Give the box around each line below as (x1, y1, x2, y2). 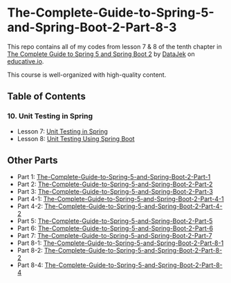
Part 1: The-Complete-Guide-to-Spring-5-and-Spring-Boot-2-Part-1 (17, 173, 211, 181)
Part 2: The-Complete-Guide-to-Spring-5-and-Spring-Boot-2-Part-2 (17, 180, 213, 188)
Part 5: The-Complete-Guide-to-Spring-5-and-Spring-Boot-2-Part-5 (17, 217, 213, 226)
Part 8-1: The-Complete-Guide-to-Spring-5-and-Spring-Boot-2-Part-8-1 (17, 239, 224, 247)
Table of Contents (7, 91, 86, 102)
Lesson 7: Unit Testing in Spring (17, 127, 109, 136)
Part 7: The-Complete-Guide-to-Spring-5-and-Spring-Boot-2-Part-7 (17, 232, 212, 240)
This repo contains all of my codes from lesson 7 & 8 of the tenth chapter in (7, 42, 223, 51)
